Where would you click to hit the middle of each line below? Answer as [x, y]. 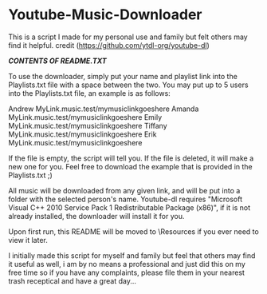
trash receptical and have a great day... [73, 280]
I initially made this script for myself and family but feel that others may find [132, 255]
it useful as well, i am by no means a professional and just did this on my [127, 264]
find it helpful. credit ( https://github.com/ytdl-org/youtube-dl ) [109, 45]
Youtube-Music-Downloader [105, 15]
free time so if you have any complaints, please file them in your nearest [127, 272]
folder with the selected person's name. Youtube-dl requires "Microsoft [126, 199]
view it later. [28, 240]
